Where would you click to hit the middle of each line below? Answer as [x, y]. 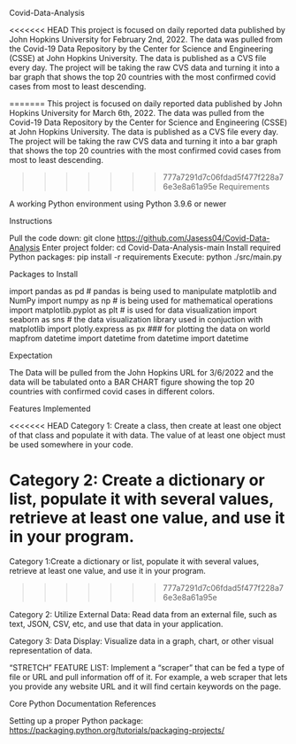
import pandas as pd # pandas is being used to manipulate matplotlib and [143, 291]
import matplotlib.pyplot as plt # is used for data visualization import [133, 310]
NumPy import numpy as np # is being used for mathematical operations [141, 301]
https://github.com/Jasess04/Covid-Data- [194, 238]
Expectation [31, 355]
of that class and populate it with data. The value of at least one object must [147, 435]
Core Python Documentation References [83, 703]
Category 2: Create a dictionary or [137, 480]
